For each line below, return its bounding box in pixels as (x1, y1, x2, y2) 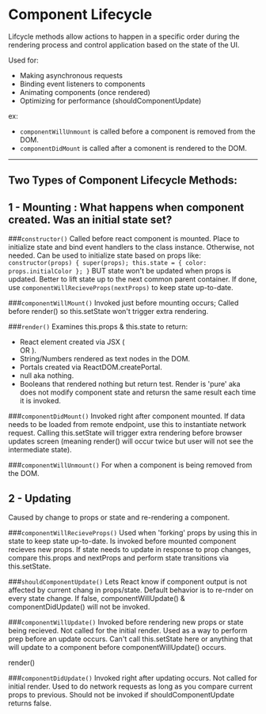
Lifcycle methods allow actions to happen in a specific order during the (8, 32, 240, 41)
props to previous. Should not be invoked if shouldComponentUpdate (8, 689, 235, 699)
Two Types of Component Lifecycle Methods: (8, 174, 237, 187)
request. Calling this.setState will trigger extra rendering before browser (8, 429, 243, 438)
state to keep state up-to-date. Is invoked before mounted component (8, 536, 237, 546)
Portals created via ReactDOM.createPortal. (19, 362, 162, 372)
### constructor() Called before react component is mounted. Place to (8, 234, 240, 244)
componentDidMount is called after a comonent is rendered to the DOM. (19, 143, 247, 153)
